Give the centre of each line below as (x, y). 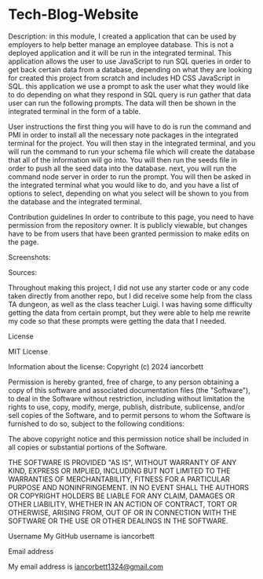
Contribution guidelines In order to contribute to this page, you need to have (131, 217)
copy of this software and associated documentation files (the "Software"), (130, 390)
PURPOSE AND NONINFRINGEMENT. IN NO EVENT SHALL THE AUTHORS (129, 487)
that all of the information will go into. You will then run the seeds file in (123, 159)
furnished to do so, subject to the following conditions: (96, 423)
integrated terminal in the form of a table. (75, 111)
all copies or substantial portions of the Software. (88, 447)
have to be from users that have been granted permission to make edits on (129, 233)
